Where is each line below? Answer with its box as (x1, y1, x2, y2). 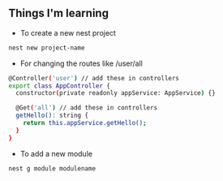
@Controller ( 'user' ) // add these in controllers (8, 74, 180, 82)
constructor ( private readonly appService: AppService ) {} (15, 89, 217, 97)
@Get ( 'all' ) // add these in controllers (15, 104, 158, 112)
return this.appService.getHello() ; (23, 119, 148, 127)
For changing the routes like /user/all (19, 58, 144, 68)
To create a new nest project (19, 28, 116, 37)
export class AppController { (8, 81, 111, 90)
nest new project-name (8, 44, 85, 52)
